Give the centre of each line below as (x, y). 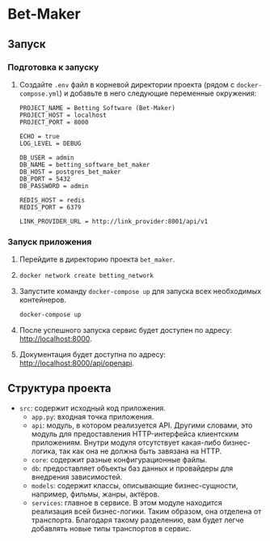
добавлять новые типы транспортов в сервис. (111, 528)
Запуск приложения (50, 241)
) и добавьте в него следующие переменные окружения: (158, 93)
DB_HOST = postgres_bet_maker (70, 172)
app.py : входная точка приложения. (93, 416)
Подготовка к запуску (53, 67)
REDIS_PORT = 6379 (50, 207)
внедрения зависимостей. (77, 477)
